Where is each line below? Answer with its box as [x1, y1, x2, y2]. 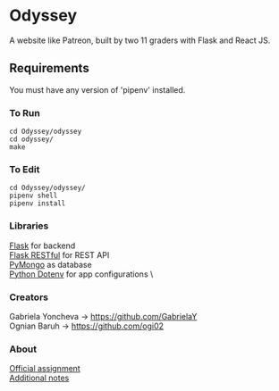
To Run [9, 106, 40, 119]
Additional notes [9, 372, 70, 384]
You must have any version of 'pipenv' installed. [9, 84, 186, 95]
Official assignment [9, 363, 80, 374]
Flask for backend [9, 240, 76, 251]
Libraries [9, 220, 49, 232]
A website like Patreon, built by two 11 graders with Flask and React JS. [9, 35, 271, 46]
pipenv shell [9, 191, 58, 201]
